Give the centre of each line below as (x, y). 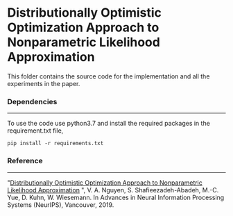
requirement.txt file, (35, 131)
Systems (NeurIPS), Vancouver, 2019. (61, 205)
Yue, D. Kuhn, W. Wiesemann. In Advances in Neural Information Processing (116, 197)
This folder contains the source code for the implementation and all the (109, 76)
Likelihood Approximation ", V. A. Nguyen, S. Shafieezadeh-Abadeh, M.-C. (113, 190)
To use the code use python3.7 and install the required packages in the (109, 124)
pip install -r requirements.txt (55, 144)
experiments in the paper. (44, 83)
